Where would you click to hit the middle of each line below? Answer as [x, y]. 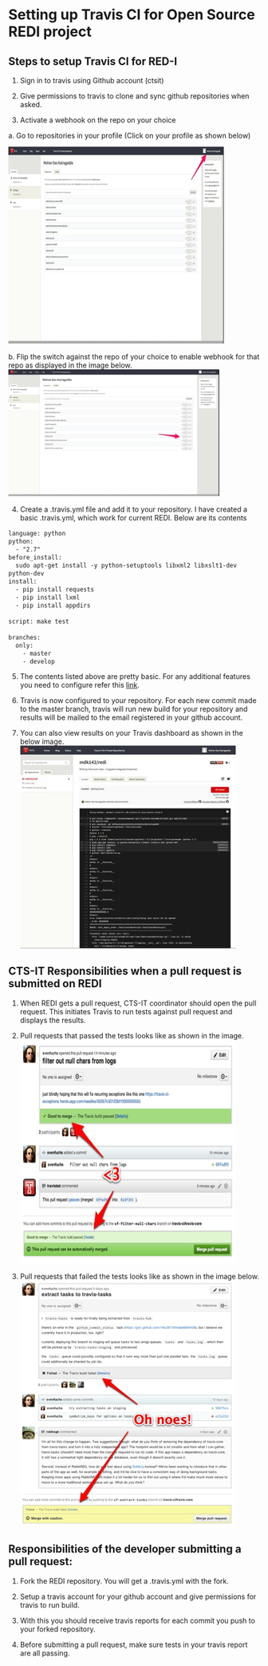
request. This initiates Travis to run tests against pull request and [126, 1011]
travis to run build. [49, 1605]
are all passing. [45, 1653]
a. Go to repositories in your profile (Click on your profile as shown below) [130, 135]
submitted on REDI [55, 984]
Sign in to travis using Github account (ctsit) [92, 80]
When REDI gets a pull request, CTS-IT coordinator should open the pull [138, 1003]
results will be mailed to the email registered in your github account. [131, 717]
